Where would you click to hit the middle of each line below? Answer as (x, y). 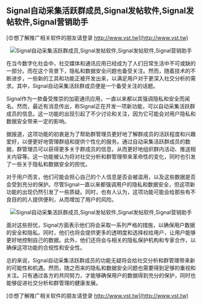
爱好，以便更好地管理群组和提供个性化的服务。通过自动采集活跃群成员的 (96, 141)
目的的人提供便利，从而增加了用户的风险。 (64, 199)
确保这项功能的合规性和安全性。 (46, 247)
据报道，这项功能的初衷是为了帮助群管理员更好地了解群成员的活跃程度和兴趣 (101, 134)
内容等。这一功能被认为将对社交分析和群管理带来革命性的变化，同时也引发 (103, 156)
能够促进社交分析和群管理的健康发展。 (54, 283)
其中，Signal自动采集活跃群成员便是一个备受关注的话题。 (87, 85)
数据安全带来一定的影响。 (38, 121)
